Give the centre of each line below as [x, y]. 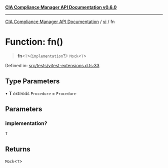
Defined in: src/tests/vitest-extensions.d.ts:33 [52, 65]
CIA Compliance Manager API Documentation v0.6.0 [61, 7]
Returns [18, 149]
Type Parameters [32, 81]
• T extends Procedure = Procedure [41, 93]
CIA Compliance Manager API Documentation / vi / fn [60, 22]
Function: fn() [34, 42]
